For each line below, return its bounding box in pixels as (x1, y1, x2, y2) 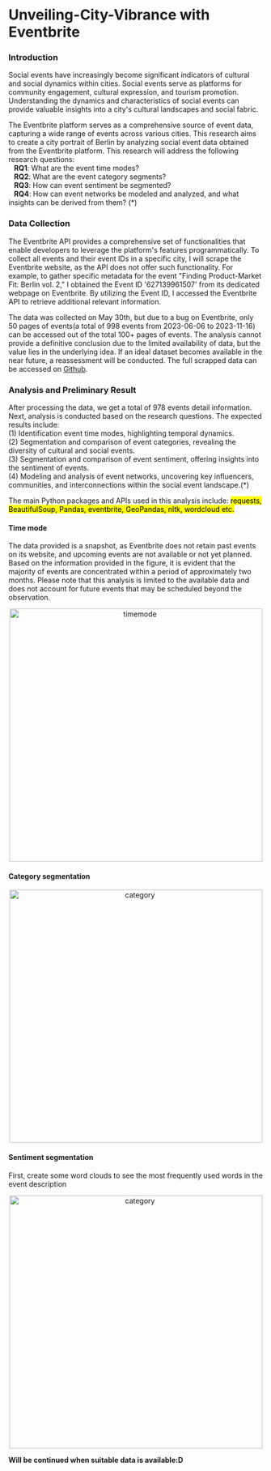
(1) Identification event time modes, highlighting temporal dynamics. (8, 429, 235, 438)
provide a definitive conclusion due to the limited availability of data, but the (8, 338, 261, 347)
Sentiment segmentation (8, 1153, 94, 1162)
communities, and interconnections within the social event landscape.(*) (8, 480, 249, 490)
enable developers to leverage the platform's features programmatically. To (8, 245, 260, 254)
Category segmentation (8, 871, 91, 880)
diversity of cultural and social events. (8, 446, 135, 455)
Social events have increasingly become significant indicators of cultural (8, 70, 250, 80)
